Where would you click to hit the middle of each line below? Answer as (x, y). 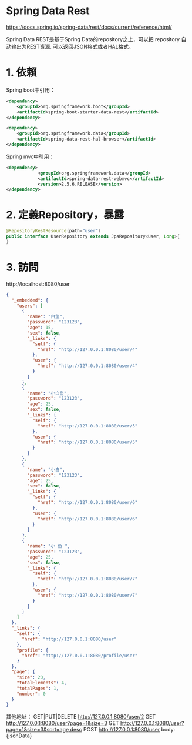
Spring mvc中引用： (30, 156)
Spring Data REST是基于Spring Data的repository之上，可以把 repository (93, 39)
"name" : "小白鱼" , (48, 393)
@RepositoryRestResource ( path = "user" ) (53, 231)
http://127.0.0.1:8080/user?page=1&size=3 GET (63, 723)
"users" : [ (30, 306)
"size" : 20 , (31, 677)
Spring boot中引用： (31, 90)
